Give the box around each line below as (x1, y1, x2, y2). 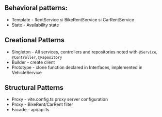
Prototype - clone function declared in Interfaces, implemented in (11, 64, 143, 70)
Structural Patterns (4, 84, 64, 92)
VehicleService (11, 69, 42, 75)
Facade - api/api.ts (11, 107, 49, 113)
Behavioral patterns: (4, 4, 68, 12)
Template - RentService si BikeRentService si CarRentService (11, 17, 134, 22)
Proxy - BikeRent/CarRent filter (11, 101, 74, 107)
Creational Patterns (4, 36, 65, 44)
